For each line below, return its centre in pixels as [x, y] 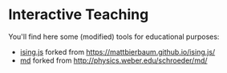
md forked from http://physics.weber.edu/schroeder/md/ [113, 60]
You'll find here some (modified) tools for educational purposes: [114, 36]
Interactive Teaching [79, 15]
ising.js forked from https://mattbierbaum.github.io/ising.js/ [118, 52]
